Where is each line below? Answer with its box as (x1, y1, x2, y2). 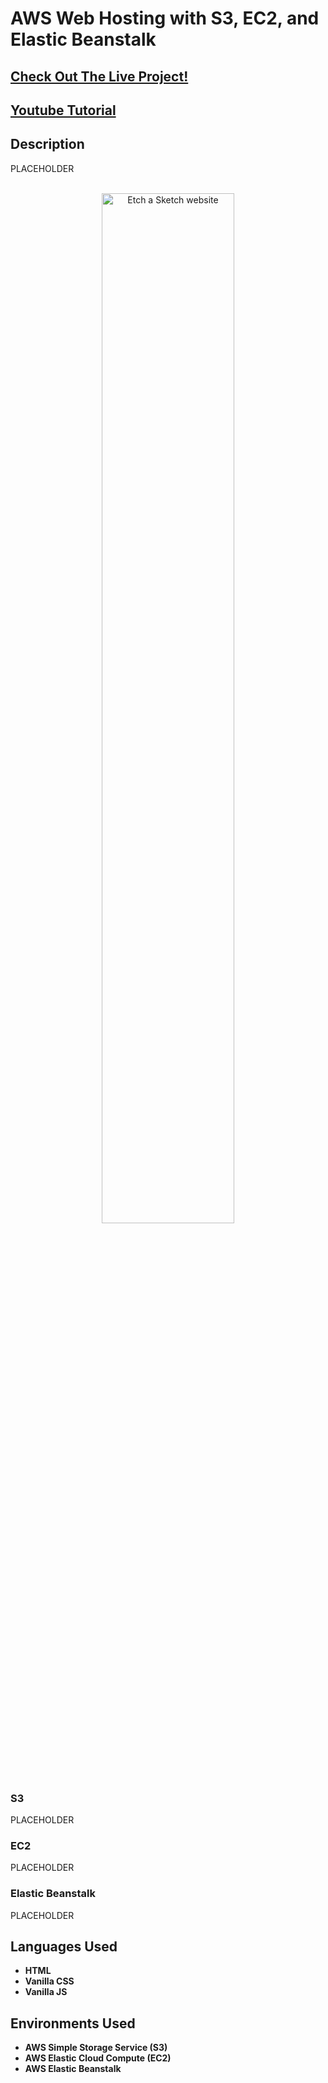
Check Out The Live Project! (10, 68, 189, 85)
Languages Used (10, 1938, 118, 1956)
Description (10, 136, 85, 153)
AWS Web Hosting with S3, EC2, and (10, 7, 320, 30)
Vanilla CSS (24, 1975, 75, 1987)
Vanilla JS (24, 1986, 68, 1998)
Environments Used (10, 2015, 136, 2032)
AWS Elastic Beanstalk (24, 2063, 122, 2075)
